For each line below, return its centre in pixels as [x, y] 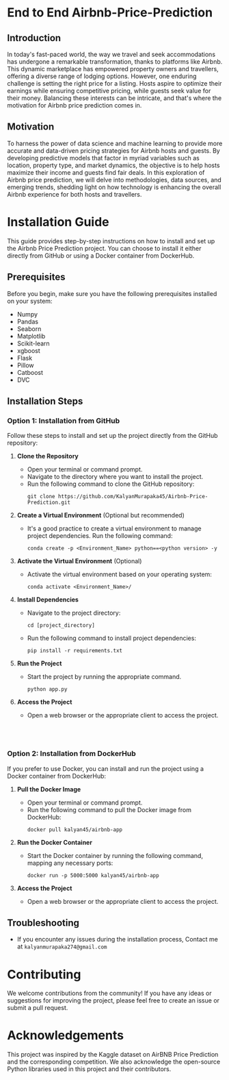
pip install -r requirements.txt [75, 651]
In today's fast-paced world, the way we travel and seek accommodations [111, 54]
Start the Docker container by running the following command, [115, 855]
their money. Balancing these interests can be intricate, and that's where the [114, 98]
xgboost [29, 350]
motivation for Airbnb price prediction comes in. [75, 105]
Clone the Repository [48, 456]
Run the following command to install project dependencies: [112, 638]
